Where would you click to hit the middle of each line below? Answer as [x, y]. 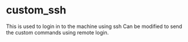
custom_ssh [36, 10]
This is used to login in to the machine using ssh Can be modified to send [94, 26]
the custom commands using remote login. [58, 32]
